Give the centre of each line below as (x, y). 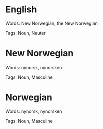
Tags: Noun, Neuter (26, 33)
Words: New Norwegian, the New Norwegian (51, 23)
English (21, 9)
